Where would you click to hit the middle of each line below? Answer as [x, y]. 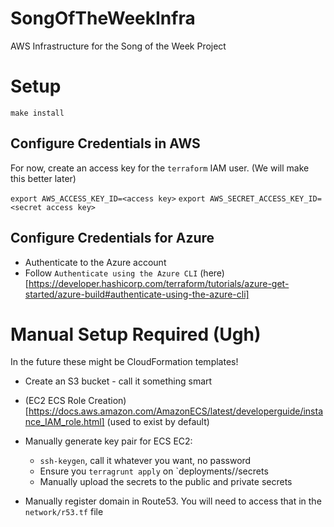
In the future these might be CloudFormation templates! [124, 362]
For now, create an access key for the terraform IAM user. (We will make [160, 168]
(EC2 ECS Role [55, 401]
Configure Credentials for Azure [112, 238]
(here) [212, 273]
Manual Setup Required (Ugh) [136, 334]
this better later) [43, 178]
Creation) [107, 401]
